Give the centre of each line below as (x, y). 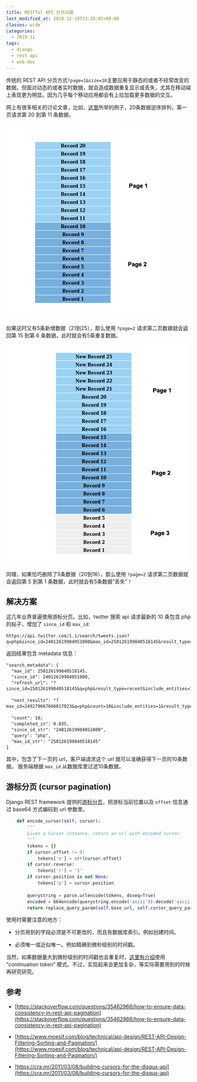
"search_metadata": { (33, 665)
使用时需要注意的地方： (34, 920)
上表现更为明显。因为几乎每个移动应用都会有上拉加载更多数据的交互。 (91, 94)
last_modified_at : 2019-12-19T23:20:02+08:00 (62, 18)
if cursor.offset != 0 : (56, 852)
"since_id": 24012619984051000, (51, 677)
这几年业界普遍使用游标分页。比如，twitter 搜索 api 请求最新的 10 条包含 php (98, 617)
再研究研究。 (21, 972)
